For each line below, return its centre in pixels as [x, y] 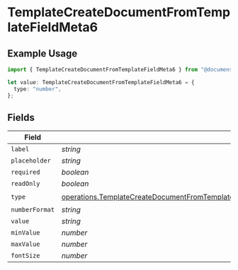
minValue [25, 233]
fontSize [25, 256]
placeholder [31, 161]
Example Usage [42, 53]
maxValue [25, 244]
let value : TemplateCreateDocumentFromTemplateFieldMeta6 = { [101, 82]
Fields [21, 117]
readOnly [25, 184]
